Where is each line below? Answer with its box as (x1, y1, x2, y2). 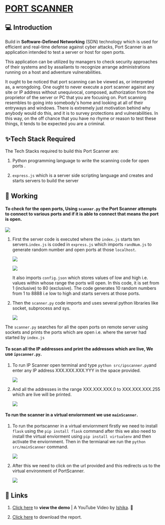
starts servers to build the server (12, 177, 79, 183)
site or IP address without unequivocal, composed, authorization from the (5, 89, 154, 95)
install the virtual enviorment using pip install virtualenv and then (12, 433, 151, 439)
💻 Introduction (5, 23, 53, 32)
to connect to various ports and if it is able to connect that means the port (5, 210, 159, 217)
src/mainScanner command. (12, 444, 68, 450)
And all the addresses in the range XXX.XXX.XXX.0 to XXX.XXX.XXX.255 (12, 386, 161, 392)
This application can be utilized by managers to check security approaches (5, 59, 158, 65)
